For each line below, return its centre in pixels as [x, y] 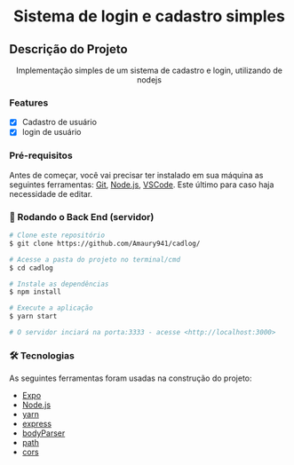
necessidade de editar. [51, 193]
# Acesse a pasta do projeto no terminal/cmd [95, 259]
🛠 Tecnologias [42, 355]
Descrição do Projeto [68, 49]
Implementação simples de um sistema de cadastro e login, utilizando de [149, 70]
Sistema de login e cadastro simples [149, 16]
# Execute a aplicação [51, 308]
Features [29, 102]
